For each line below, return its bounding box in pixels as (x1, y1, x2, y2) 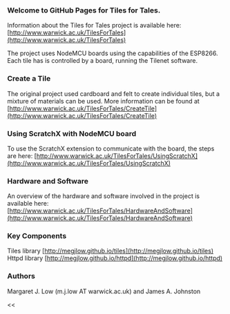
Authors (7, 271, 36, 281)
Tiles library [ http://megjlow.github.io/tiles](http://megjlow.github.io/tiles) (7, 247, 214, 255)
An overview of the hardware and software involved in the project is (7, 192, 200, 200)
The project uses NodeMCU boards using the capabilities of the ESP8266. (7, 49, 218, 57)
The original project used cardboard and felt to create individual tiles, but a (7, 89, 220, 98)
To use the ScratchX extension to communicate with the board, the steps (7, 144, 215, 153)
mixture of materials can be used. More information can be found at (7, 97, 200, 105)
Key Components (7, 231, 67, 241)
